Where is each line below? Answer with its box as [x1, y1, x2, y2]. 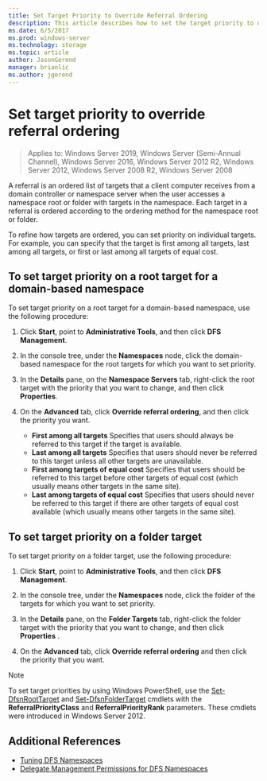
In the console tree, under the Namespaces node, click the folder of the [19, 590, 256, 600]
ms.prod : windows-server [8, 33, 91, 42]
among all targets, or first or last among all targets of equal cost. [8, 247, 219, 256]
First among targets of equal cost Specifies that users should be [31, 464, 246, 474]
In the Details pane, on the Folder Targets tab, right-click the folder [19, 614, 241, 624]
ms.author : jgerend [8, 71, 73, 79]
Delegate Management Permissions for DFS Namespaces [19, 764, 208, 773]
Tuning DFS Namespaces [19, 756, 103, 764]
